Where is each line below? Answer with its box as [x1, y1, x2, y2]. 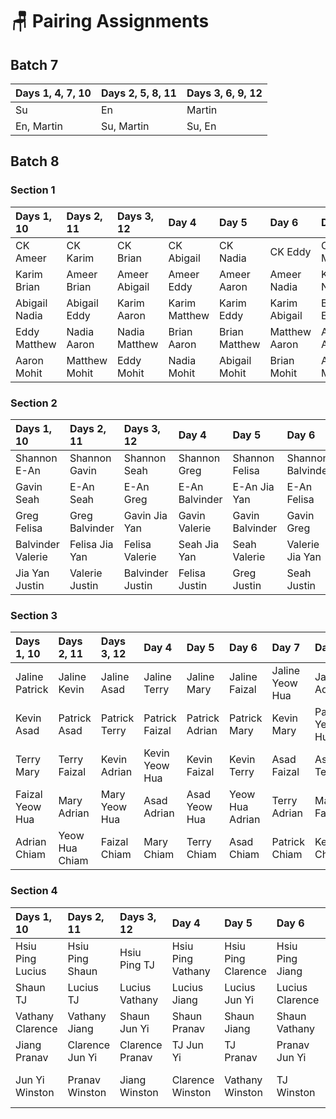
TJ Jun [171, 1038, 205, 1052]
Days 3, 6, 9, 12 [186, 86, 263, 100]
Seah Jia [178, 537, 220, 551]
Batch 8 [10, 153, 60, 170]
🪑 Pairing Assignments [10, 10, 210, 33]
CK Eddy [269, 244, 312, 258]
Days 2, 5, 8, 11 [100, 86, 177, 100]
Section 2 [10, 396, 58, 410]
